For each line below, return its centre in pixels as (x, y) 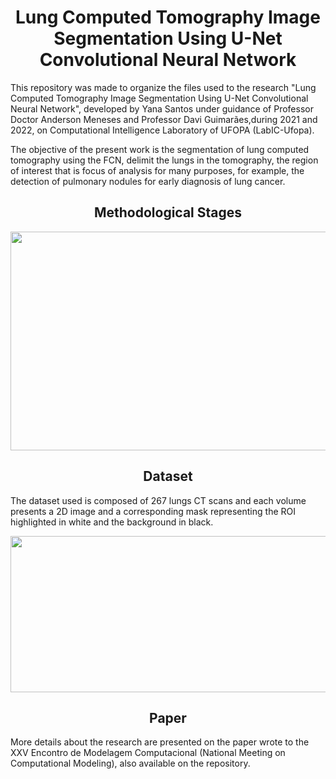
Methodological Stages (168, 212)
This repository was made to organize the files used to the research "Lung (163, 87)
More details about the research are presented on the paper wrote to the (160, 742)
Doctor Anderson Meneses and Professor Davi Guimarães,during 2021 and (164, 119)
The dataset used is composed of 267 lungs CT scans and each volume (158, 500)
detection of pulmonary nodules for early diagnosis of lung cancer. (148, 181)
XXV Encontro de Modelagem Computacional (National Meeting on (148, 753)
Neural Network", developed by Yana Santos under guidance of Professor (162, 108)
